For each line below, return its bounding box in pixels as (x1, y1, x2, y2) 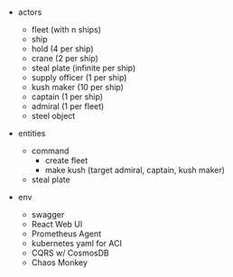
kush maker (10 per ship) (31, 82, 125, 92)
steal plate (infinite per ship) (31, 62, 136, 73)
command (31, 145, 70, 156)
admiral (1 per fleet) (31, 101, 105, 111)
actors (17, 7, 42, 17)
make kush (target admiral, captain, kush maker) (44, 165, 226, 175)
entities (17, 128, 46, 138)
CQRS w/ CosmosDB (31, 247, 110, 258)
